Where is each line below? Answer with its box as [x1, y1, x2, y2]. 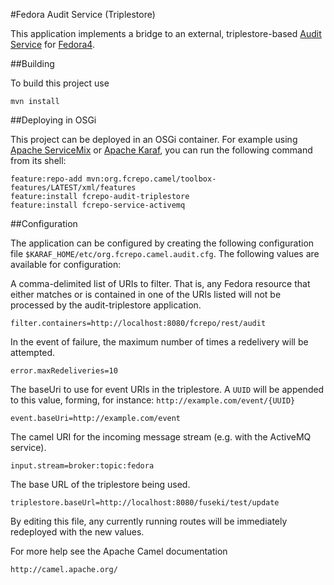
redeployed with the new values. [10, 526, 145, 538]
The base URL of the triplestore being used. [10, 479, 191, 490]
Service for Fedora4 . [10, 39, 95, 50]
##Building [10, 58, 55, 69]
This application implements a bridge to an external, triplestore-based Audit [10, 28, 322, 39]
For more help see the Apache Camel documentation [10, 545, 228, 557]
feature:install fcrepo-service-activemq [10, 200, 186, 210]
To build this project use [10, 77, 110, 89]
